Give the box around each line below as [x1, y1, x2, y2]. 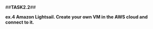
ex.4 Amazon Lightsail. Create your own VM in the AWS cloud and [5, 14, 148, 19]
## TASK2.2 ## [5, 4, 36, 10]
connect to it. [5, 19, 34, 25]
